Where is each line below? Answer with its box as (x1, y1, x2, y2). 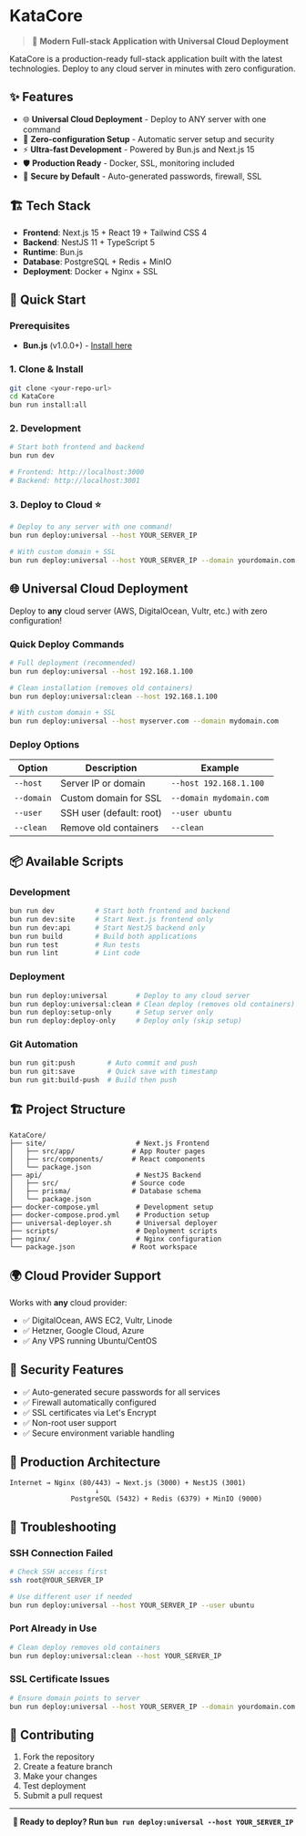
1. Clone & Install (9, 363, 84, 376)
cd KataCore (9, 392, 55, 401)
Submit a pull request (22, 1790, 103, 1801)
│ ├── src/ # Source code (9, 1178, 185, 1188)
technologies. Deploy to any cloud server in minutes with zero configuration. (9, 63, 296, 74)
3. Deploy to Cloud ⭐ (9, 498, 102, 511)
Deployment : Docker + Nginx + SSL (22, 265, 158, 276)
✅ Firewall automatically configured (22, 1397, 157, 1408)
